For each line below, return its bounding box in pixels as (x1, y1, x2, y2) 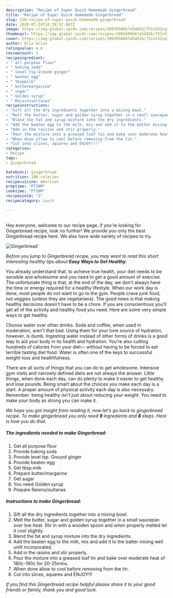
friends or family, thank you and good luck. (6, 586, 97, 593)
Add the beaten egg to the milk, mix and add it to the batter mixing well (13, 538, 163, 545)
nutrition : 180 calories (6, 174, 59, 180)
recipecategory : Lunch (6, 198, 54, 203)
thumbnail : (6, 31, 29, 36)
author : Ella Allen (6, 41, 48, 46)
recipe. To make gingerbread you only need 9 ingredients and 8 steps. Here (6, 413, 167, 419)
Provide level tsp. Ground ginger (13, 454, 82, 460)
